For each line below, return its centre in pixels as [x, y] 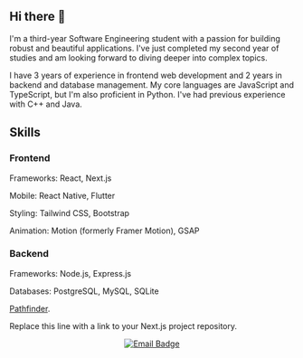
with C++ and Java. [46, 104]
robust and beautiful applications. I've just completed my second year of [144, 48]
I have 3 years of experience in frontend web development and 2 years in [146, 75]
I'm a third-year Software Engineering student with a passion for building [145, 38]
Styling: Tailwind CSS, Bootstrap [69, 212]
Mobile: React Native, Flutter [62, 195]
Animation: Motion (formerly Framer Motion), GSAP [105, 231]
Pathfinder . [30, 308]
